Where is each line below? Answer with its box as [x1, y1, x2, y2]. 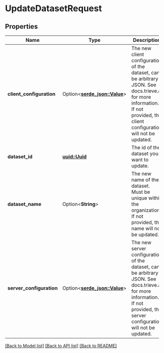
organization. [131, 207, 162, 213]
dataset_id [7, 153, 33, 160]
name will [131, 225, 153, 232]
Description [133, 37, 161, 43]
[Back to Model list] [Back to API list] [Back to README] [5, 343, 117, 349]
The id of [131, 144, 152, 151]
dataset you [131, 150, 159, 157]
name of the [131, 176, 159, 183]
